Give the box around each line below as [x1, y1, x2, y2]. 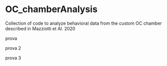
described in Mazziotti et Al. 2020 [5, 25, 75, 31]
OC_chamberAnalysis [5, 4, 98, 15]
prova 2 [5, 45, 21, 51]
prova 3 [5, 54, 21, 61]
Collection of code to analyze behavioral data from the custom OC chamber [5, 20, 162, 26]
